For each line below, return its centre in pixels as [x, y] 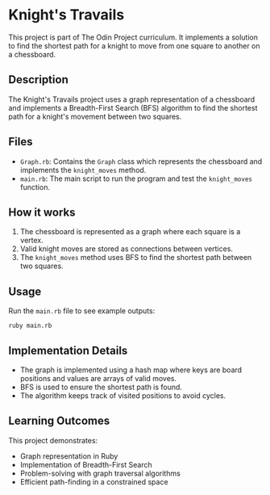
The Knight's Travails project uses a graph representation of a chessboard [132, 99]
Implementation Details [68, 350]
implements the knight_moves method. [83, 170]
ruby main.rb [30, 326]
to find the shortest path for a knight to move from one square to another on [134, 45]
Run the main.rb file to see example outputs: [82, 311]
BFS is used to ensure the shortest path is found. [101, 387]
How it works [42, 212]
